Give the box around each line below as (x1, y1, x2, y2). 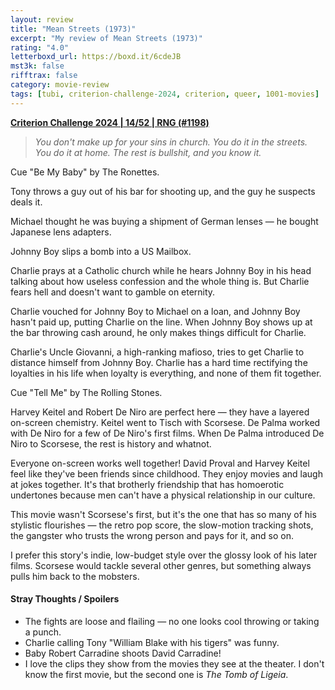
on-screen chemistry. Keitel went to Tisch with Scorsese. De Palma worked (10, 416, 321, 428)
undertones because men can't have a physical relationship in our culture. (10, 489, 316, 501)
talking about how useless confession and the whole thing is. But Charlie (10, 275, 310, 287)
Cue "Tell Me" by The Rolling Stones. (10, 386, 163, 398)
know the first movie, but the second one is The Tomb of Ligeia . (24, 668, 289, 680)
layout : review (10, 14, 74, 25)
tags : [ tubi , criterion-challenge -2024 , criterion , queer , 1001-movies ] (10, 89, 320, 99)
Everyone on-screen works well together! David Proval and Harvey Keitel (10, 457, 310, 469)
